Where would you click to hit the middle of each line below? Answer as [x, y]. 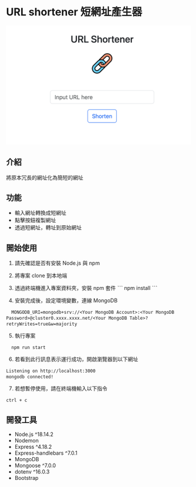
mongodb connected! [30, 377]
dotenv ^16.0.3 [32, 472]
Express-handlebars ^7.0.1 [46, 453]
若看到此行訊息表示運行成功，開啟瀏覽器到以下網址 [76, 359]
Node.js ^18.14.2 [34, 434]
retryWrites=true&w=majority [42, 324]
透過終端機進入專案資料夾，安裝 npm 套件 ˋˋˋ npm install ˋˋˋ [86, 288]
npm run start [28, 348]
